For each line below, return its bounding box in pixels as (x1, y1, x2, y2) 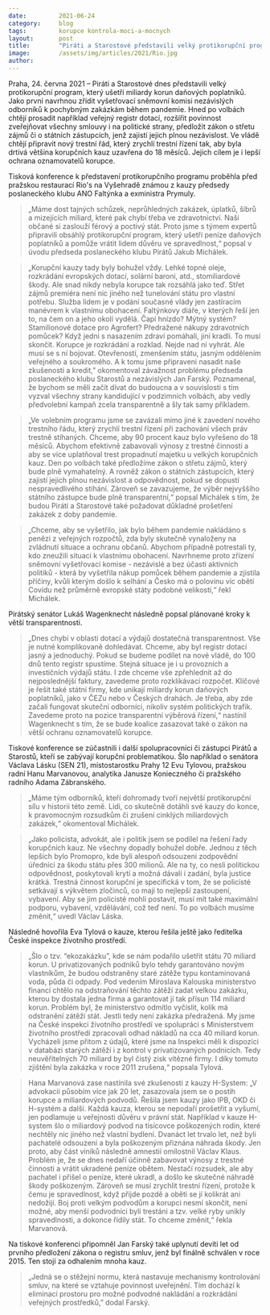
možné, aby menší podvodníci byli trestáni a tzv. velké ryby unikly (27, 1206, 246, 1216)
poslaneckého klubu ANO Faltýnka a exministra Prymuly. (8, 189, 196, 198)
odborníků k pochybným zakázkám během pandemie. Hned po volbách (8, 104, 245, 114)
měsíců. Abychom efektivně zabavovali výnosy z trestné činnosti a (27, 441, 249, 450)
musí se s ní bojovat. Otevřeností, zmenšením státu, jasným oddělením (27, 348, 261, 358)
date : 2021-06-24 (8, 11, 95, 20)
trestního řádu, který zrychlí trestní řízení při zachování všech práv (27, 424, 248, 433)
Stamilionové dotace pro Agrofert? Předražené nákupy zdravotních (27, 322, 250, 332)
